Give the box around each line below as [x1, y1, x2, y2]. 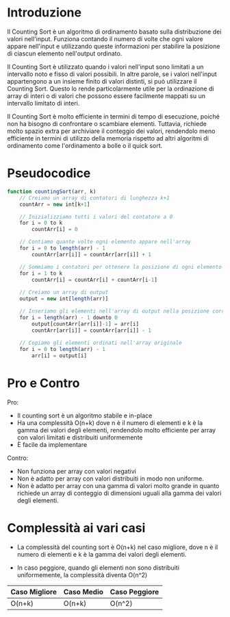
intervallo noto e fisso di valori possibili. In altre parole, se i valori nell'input [7, 70, 217, 78]
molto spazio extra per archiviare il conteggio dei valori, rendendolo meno [7, 127, 216, 135]
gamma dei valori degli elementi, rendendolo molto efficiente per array [16, 426, 216, 434]
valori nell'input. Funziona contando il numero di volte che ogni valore [7, 34, 203, 43]
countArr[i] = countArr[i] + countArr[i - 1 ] [31, 276, 157, 283]
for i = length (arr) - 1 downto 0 [19, 314, 118, 321]
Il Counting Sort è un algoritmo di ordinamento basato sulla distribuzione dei [7, 27, 222, 36]
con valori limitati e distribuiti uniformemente [16, 433, 143, 441]
